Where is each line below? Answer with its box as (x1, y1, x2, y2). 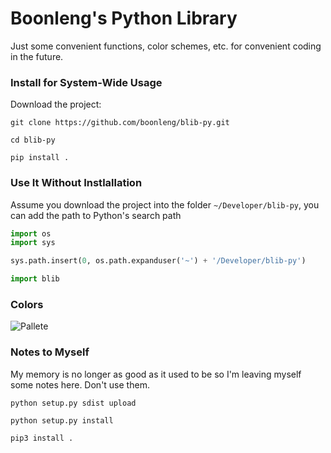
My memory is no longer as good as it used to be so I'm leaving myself (10, 368, 302, 380)
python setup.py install (10, 415, 114, 426)
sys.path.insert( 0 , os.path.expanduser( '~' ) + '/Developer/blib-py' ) (10, 256, 307, 266)
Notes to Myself (10, 345, 90, 359)
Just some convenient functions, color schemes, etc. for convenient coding (10, 40, 322, 52)
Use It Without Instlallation (10, 176, 143, 190)
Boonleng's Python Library (10, 7, 238, 30)
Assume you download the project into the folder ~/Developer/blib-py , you (10, 198, 320, 211)
